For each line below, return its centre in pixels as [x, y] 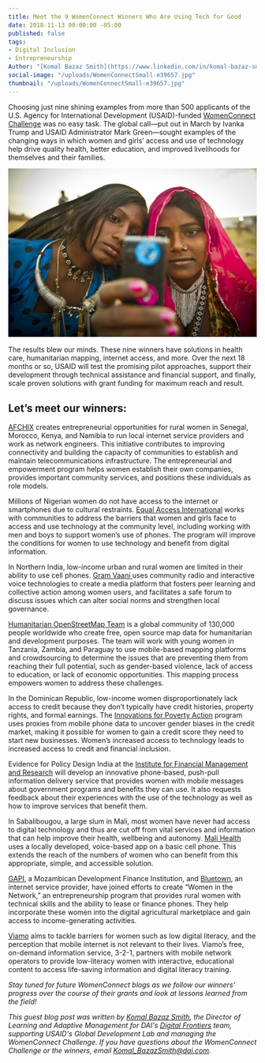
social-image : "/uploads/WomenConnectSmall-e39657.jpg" [102, 75]
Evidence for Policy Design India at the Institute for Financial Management [128, 764]
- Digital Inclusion [42, 50]
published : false [37, 33]
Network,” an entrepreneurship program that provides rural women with [125, 895]
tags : [17, 42]
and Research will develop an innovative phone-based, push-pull [114, 773]
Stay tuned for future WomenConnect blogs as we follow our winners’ [122, 985]
